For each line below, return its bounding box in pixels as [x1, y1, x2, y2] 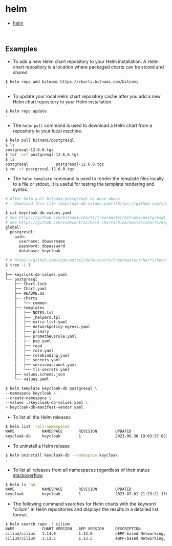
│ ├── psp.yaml [14, 338, 52, 343]
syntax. [12, 186, 29, 192]
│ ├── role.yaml [14, 348, 54, 353]
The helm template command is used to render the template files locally [12, 176, 164, 182]
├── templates [14, 305, 45, 310]
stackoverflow [12, 472, 43, 478]
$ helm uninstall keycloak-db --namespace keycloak [5, 452, 118, 458]
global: [5, 225, 22, 230]
